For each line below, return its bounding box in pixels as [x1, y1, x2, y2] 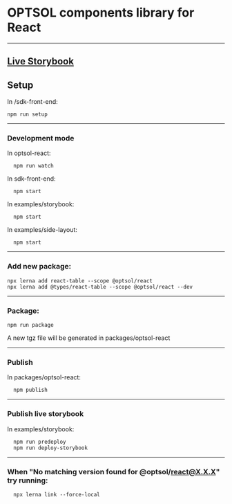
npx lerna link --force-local [13, 491, 100, 498]
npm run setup [7, 111, 48, 118]
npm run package [7, 322, 54, 329]
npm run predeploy [13, 438, 67, 445]
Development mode [7, 134, 75, 143]
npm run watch [13, 163, 54, 170]
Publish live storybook [7, 409, 84, 419]
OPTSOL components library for [7, 5, 195, 21]
